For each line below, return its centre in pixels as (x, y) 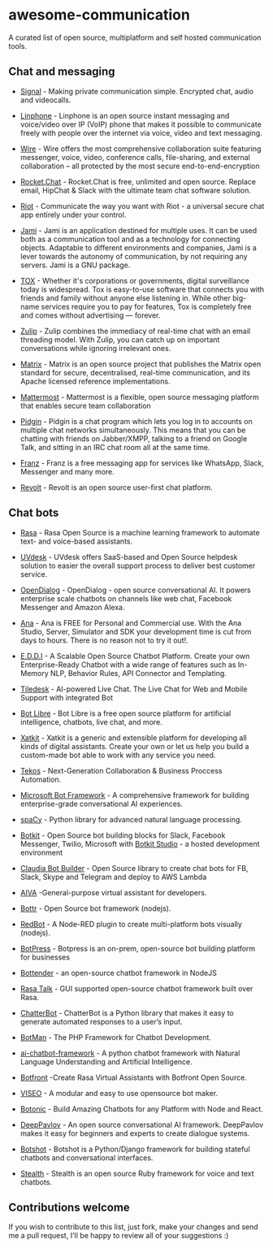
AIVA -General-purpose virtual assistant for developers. (113, 892)
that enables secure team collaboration (86, 405)
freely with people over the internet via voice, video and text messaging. (141, 132)
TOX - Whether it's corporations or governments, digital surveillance (134, 280)
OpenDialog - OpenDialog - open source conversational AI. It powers (136, 590)
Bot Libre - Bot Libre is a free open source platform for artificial (126, 713)
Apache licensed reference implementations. (95, 381)
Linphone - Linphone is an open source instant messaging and (125, 115)
